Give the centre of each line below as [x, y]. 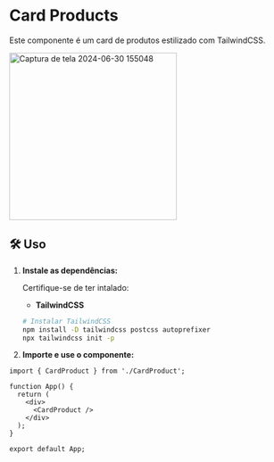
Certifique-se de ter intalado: [75, 287]
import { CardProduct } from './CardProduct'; [97, 371]
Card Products [64, 16]
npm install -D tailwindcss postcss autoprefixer [116, 330]
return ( [33, 395]
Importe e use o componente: [78, 355]
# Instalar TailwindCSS [66, 321]
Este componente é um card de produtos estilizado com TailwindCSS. [137, 40]
